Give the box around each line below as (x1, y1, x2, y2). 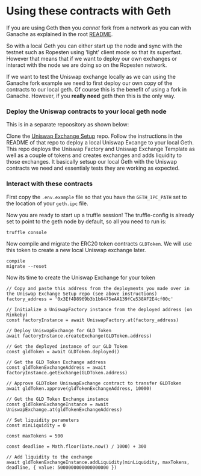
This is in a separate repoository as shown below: (6, 121, 129, 128)
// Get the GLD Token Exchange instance (6, 396, 110, 402)
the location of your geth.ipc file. (6, 200, 88, 207)
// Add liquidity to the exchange (6, 454, 93, 460)
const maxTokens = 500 (6, 433, 63, 439)
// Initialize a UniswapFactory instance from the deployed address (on (6, 306, 193, 312)
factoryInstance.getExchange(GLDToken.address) (6, 369, 128, 376)
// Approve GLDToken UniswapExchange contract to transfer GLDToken (6, 380, 182, 386)
